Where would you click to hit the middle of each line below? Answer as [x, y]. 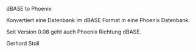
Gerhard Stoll [23, 43]
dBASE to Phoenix [29, 9]
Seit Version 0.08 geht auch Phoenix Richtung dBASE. [74, 32]
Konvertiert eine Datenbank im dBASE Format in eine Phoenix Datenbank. [98, 20]
